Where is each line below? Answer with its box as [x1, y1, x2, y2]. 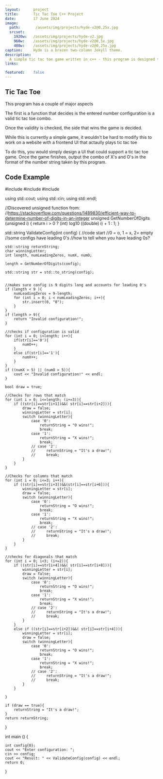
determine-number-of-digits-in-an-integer [5, 215, 90, 221]
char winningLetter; [5, 249, 47, 253]
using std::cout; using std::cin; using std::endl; [5, 195, 97, 201]
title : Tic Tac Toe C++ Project [5, 12, 83, 17]
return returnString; [5, 715, 49, 721]
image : [5, 20, 18, 26]
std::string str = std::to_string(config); [5, 270, 95, 275]
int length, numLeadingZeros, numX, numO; [5, 253, 92, 258]
